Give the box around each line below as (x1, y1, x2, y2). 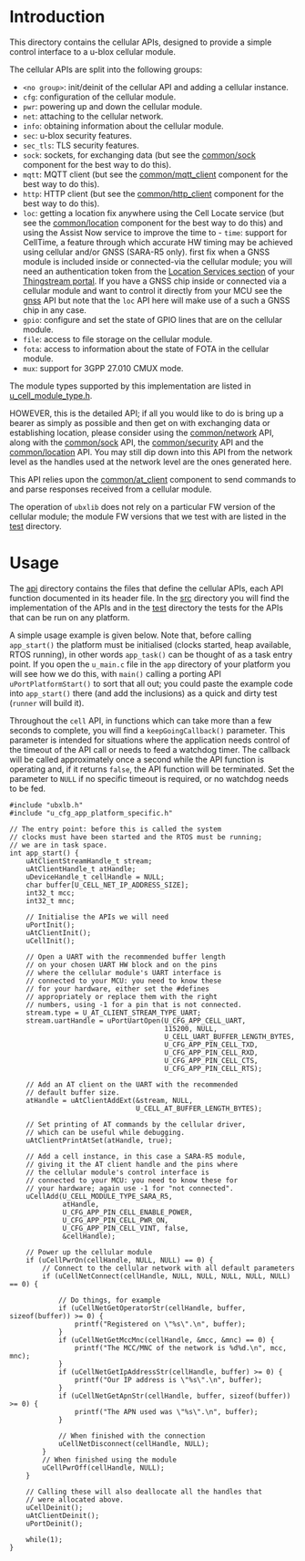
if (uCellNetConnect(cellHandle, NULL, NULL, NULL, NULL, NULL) (42, 1271, 291, 1281)
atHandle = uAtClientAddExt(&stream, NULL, (25, 1096, 194, 1105)
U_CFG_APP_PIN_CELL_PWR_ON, (62, 1215, 169, 1224)
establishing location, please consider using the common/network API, (9, 427, 275, 438)
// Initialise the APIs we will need (25, 912, 169, 921)
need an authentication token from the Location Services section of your (22, 265, 295, 276)
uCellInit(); (25, 936, 76, 945)
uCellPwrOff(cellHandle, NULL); (42, 1462, 166, 1473)
